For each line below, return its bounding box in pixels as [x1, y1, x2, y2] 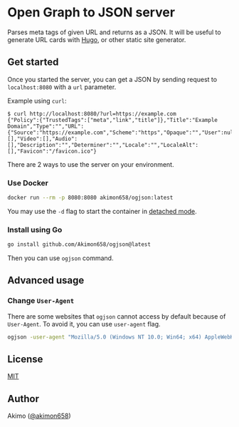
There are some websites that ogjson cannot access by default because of [7, 312, 226, 321]
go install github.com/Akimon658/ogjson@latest [7, 241, 152, 248]
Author [7, 393, 39, 405]
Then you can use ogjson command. [7, 254, 114, 262]
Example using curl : [7, 96, 67, 105]
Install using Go [7, 225, 63, 235]
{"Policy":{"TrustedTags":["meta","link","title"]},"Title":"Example [7, 116, 218, 123]
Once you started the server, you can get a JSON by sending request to [7, 75, 218, 83]
